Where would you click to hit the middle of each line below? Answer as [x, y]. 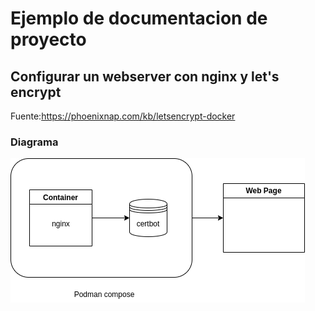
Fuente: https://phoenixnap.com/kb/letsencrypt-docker [123, 116]
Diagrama [34, 142]
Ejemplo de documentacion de [139, 18]
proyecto [48, 39]
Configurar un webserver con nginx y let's [145, 76]
